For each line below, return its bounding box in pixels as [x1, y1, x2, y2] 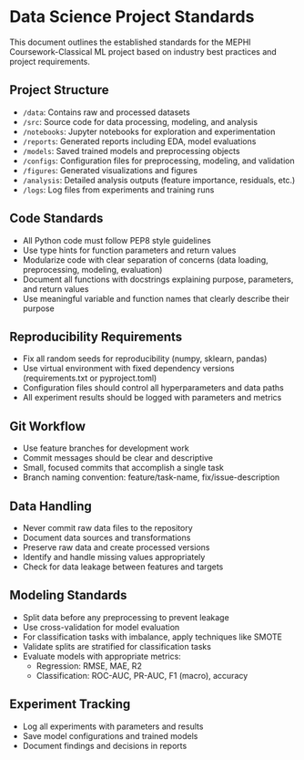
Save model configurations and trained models [22, 730, 198, 741]
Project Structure [9, 82, 109, 98]
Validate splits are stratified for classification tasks [22, 640, 212, 651]
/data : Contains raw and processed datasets [22, 107, 191, 118]
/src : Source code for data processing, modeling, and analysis [22, 116, 258, 127]
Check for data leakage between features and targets [22, 561, 224, 572]
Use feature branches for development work [22, 442, 189, 453]
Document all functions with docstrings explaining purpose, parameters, [22, 274, 294, 285]
